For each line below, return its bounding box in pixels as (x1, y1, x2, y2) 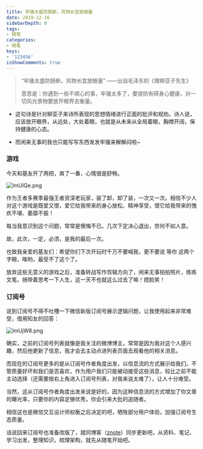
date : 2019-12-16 (6, 15, 50, 21)
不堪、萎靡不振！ (11, 209, 54, 217)
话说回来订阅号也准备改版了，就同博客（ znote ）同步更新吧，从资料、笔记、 (6, 429, 195, 436)
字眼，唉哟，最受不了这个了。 (6, 255, 80, 263)
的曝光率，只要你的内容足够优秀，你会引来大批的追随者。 (6, 396, 149, 403)
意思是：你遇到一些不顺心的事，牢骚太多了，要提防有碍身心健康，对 (21, 90, 191, 97)
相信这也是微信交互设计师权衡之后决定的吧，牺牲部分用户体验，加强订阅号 (6, 408, 192, 416)
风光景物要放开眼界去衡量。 (26, 97, 95, 105)
